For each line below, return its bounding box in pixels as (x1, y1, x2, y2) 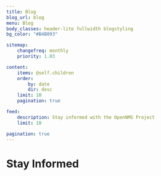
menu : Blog (6, 20, 34, 26)
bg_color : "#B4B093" (6, 31, 58, 37)
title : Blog (6, 8, 36, 15)
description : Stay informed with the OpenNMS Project (17, 114, 155, 121)
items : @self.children (17, 70, 74, 76)
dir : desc (28, 87, 52, 93)
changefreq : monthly (17, 48, 69, 54)
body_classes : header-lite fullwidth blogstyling (6, 25, 134, 32)
